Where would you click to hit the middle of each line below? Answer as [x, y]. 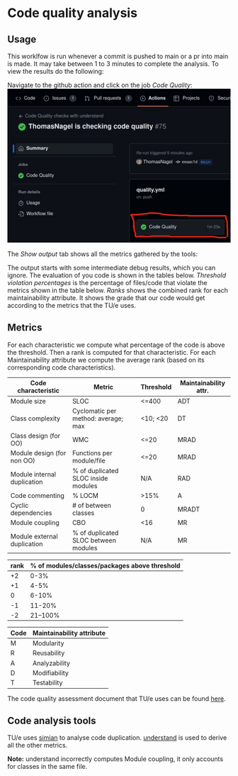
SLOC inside [90, 478]
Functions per [92, 453]
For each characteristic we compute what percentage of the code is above [116, 345]
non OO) [23, 461]
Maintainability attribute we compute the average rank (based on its [106, 360]
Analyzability [52, 663]
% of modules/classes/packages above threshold [105, 565]
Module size [28, 401]
